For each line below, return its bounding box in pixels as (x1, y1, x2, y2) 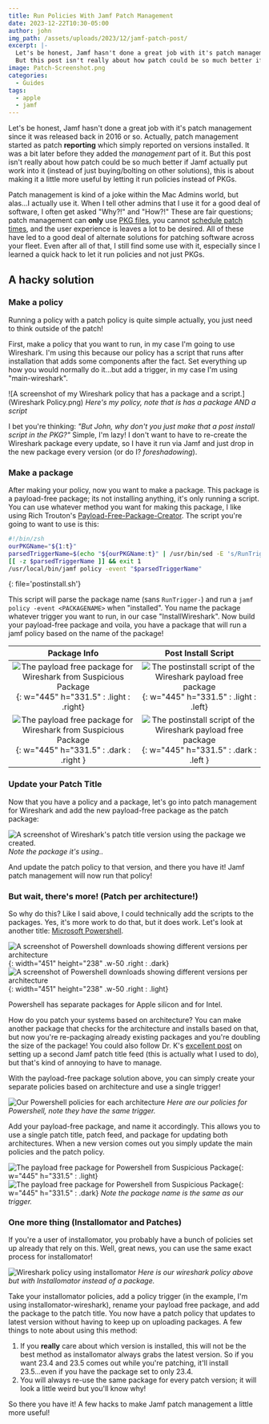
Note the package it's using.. (8, 846, 104, 856)
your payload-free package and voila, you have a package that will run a (8, 620, 247, 630)
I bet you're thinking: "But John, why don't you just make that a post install (8, 421, 255, 431)
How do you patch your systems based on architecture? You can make (8, 1016, 242, 1025)
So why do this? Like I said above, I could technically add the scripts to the (8, 909, 254, 919)
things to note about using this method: (8, 1325, 138, 1336)
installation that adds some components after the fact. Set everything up (8, 356, 247, 366)
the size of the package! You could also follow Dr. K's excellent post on (8, 1041, 243, 1051)
